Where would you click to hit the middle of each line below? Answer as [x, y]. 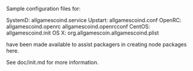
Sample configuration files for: [43, 9]
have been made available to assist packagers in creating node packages [96, 44]
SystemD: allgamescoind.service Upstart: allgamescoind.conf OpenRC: [94, 20]
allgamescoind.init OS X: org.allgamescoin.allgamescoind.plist [83, 33]
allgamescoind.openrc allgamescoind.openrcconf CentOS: [78, 27]
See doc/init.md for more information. [52, 62]
